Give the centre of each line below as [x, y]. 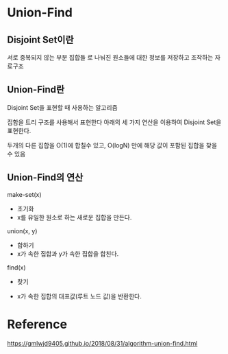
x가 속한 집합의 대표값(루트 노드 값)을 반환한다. [79, 296]
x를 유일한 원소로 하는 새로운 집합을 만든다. [74, 217]
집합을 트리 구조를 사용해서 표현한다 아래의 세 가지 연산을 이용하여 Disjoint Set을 [114, 122]
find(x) [16, 267]
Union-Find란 [36, 90]
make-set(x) [25, 194]
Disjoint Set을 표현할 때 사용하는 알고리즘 [62, 107]
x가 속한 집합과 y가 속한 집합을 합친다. [68, 253]
